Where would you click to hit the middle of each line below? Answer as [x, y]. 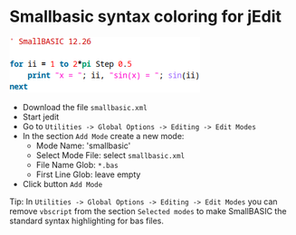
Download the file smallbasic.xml [85, 107]
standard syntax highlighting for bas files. [87, 221]
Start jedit [41, 117]
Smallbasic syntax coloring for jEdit [146, 17]
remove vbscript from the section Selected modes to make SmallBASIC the [148, 211]
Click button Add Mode [62, 183]
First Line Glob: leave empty [88, 174]
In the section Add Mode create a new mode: [103, 136]
